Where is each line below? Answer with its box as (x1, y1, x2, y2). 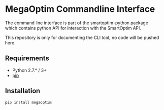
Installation (5, 87, 40, 95)
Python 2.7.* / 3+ (12, 67, 47, 73)
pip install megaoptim (5, 100, 52, 105)
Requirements (5, 54, 49, 63)
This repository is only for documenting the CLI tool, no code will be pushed (5, 35, 159, 40)
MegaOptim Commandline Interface (5, 3, 155, 15)
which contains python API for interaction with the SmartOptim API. (5, 25, 141, 31)
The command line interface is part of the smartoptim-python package (5, 20, 149, 26)
